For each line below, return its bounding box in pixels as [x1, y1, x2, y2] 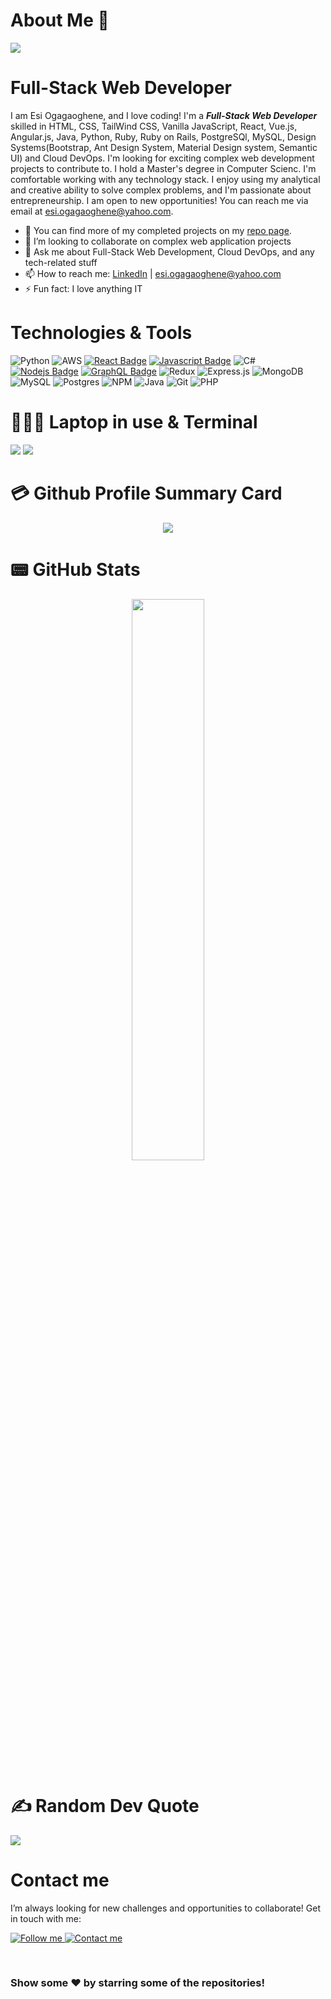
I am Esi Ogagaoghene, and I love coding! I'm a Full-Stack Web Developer [10, 109, 318, 121]
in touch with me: [10, 1912, 82, 1924]
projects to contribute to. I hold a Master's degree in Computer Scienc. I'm [10, 162, 317, 174]
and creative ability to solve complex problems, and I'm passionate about [10, 184, 312, 196]
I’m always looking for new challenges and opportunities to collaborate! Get [10, 1902, 322, 1914]
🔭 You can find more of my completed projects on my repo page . [24, 224, 292, 236]
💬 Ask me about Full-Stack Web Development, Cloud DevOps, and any [24, 245, 315, 258]
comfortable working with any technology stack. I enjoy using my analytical [10, 173, 321, 185]
